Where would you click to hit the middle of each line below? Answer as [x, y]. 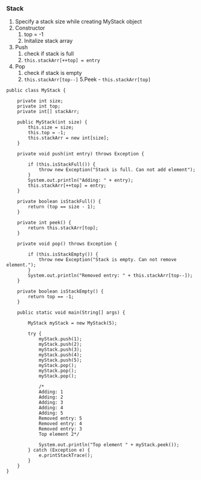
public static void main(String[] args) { [71, 313]
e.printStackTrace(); [66, 456]
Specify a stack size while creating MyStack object [78, 22]
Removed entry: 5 [60, 418]
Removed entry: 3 [60, 429]
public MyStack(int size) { [52, 122]
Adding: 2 [51, 397]
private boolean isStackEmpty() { [60, 291]
